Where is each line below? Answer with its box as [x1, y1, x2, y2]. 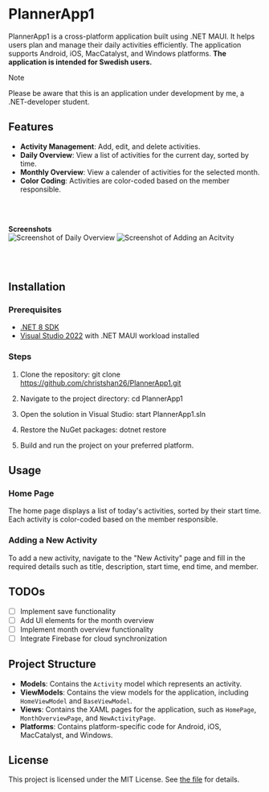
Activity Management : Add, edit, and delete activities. [19, 142, 201, 151]
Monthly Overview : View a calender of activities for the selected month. [19, 167, 260, 177]
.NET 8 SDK [19, 323, 59, 332]
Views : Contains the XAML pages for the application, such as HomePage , [19, 704, 257, 714]
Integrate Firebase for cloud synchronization [19, 633, 167, 643]
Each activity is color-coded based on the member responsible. [8, 514, 218, 524]
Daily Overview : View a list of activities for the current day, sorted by [19, 150, 249, 159]
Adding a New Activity [8, 534, 98, 546]
